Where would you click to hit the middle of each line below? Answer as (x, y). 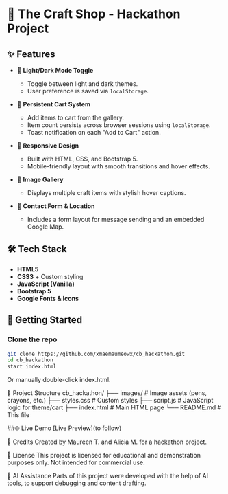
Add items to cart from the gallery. (76, 117)
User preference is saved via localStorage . (88, 91)
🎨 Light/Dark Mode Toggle (55, 70)
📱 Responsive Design (48, 146)
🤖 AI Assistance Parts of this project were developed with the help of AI (108, 476)
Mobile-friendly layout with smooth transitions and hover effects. (118, 166)
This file (18, 415)
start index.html (32, 367)
